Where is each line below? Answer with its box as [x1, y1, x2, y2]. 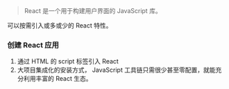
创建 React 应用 [7, 40, 59, 50]
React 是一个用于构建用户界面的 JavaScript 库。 [24, 7, 162, 14]
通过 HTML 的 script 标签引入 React [17, 57, 119, 66]
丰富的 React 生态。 [35, 75, 92, 83]
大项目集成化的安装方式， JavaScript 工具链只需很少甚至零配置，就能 [17, 66, 216, 75]
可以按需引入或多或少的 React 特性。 [7, 21, 112, 30]
